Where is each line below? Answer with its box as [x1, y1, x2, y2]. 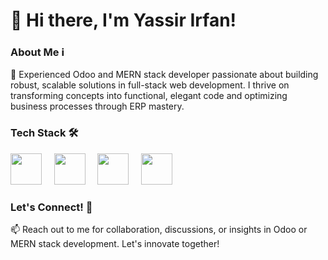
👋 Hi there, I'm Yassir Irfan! [10, 9, 237, 32]
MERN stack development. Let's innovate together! [10, 238, 220, 250]
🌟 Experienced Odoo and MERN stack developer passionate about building [10, 69, 319, 81]
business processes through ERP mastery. [10, 100, 185, 113]
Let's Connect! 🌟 [10, 200, 93, 214]
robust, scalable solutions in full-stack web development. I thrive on [10, 79, 290, 91]
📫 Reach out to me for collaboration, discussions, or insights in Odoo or [10, 224, 308, 236]
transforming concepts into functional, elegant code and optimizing [10, 90, 288, 102]
